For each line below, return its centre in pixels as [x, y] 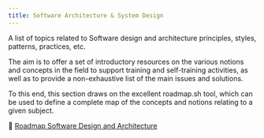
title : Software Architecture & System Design [86, 15]
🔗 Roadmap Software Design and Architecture [83, 125]
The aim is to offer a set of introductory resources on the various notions [126, 62]
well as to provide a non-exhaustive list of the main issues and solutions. [126, 78]
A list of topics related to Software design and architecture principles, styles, [132, 38]
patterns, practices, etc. [47, 46]
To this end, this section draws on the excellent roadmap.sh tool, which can [131, 93]
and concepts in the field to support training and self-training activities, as [128, 70]
